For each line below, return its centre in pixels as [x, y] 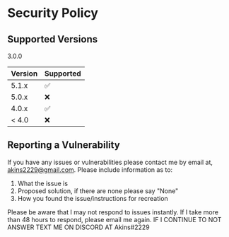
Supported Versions [52, 39]
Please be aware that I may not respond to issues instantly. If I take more [113, 212]
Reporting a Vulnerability [64, 145]
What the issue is [43, 183]
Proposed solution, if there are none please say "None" [98, 191]
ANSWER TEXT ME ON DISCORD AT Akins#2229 [78, 227]
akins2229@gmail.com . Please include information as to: [90, 169]
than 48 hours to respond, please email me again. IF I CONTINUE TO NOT [114, 219]
